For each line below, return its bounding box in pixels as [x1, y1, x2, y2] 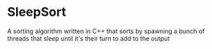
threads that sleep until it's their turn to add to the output [7, 34, 170, 42]
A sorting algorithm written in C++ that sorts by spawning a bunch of [7, 27, 205, 35]
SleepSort [7, 4, 66, 20]
